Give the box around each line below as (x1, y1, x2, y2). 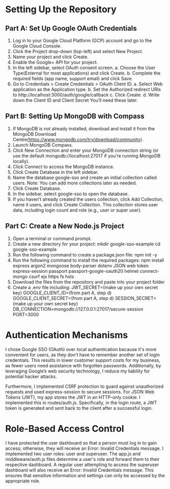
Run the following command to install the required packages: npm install (12, 257, 164, 263)
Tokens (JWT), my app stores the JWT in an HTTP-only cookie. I (5, 394, 141, 400)
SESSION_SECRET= (115, 295, 157, 301)
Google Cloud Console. (12, 43, 62, 49)
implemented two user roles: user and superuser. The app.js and (5, 451, 141, 457)
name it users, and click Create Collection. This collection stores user (12, 201, 158, 207)
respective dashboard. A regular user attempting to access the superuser (5, 461, 159, 468)
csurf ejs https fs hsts (29, 273, 74, 280)
